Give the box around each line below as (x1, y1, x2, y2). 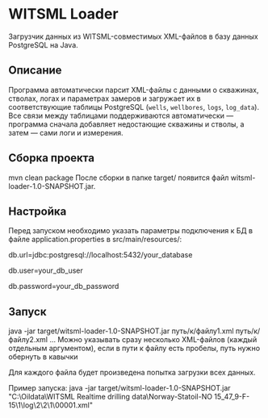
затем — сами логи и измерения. (8, 127, 124, 137)
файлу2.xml (8, 335, 48, 345)
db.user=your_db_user (8, 265, 83, 275)
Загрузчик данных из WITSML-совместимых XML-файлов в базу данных (8, 31, 258, 41)
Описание (8, 64, 62, 77)
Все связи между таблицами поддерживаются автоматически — (8, 111, 234, 120)
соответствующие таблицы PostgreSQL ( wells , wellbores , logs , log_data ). (8, 102, 260, 111)
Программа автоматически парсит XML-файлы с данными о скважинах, (8, 85, 259, 94)
